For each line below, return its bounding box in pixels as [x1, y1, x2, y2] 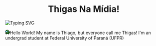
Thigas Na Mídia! [48, 3, 120, 15]
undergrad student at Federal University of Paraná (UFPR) [5, 35, 124, 41]
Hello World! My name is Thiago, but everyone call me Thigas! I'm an [9, 30, 151, 36]
